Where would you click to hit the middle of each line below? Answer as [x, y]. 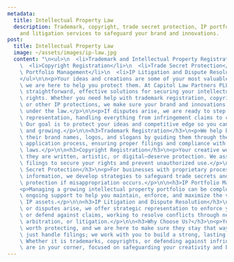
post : [15, 40]
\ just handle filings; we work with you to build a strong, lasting [123, 235]
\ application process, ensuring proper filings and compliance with [123, 144]
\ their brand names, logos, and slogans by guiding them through [118, 137]
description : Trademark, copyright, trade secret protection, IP [110, 27]
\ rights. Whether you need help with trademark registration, [114, 99]
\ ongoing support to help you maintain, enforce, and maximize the [121, 196]
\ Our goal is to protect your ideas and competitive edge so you [118, 124]
